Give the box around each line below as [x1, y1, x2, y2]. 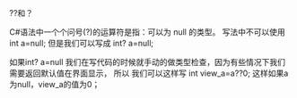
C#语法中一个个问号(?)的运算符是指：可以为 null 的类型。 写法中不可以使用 [9, 27, 285, 37]
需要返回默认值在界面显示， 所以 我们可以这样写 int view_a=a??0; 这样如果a [9, 68, 289, 78]
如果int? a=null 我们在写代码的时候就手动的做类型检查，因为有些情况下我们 [9, 57, 285, 67]
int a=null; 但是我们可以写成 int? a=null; [9, 38, 154, 48]
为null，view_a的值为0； [9, 79, 100, 89]
